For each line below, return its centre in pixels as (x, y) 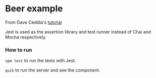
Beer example (34, 9)
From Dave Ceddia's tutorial (34, 22)
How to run (19, 50)
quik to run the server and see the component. (53, 70)
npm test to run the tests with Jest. (41, 61)
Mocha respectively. (26, 37)
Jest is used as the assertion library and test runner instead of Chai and (78, 32)
